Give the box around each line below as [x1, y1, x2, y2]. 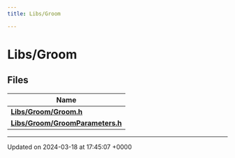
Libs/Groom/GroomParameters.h [10, 118, 122, 128]
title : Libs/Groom [7, 10, 61, 17]
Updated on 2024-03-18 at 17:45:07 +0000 [7, 143, 132, 151]
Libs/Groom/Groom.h [10, 106, 83, 116]
